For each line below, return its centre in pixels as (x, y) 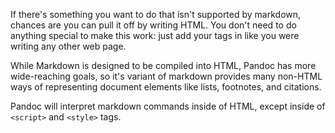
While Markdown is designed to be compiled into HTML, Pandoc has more (163, 65)
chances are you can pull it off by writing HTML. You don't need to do (153, 25)
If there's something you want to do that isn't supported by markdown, (156, 14)
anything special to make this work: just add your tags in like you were (155, 35)
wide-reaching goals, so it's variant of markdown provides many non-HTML (166, 76)
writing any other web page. (68, 46)
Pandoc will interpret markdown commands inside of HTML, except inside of (168, 106)
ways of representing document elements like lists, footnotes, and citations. (166, 87)
